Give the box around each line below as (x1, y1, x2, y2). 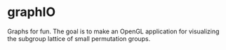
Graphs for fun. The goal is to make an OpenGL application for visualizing (7, 27, 220, 35)
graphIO (7, 4, 56, 20)
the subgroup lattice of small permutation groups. (7, 34, 151, 42)
